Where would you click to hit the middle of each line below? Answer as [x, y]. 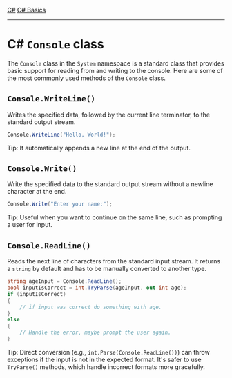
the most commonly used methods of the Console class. [86, 78]
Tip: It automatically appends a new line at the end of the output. [99, 148]
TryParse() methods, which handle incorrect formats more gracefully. [106, 367]
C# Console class [56, 44]
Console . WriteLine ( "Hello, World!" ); [61, 135]
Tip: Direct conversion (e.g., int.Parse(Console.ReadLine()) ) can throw [109, 352]
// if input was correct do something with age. [91, 307]
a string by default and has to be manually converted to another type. [107, 269]
